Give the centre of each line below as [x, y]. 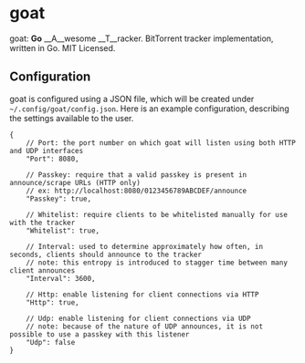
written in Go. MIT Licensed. [63, 47]
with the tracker [42, 223]
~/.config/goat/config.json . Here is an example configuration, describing [149, 109]
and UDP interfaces [47, 150]
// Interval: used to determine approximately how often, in [144, 246]
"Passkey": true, [59, 199]
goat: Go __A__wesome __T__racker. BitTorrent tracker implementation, [142, 38]
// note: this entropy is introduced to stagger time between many [157, 263]
